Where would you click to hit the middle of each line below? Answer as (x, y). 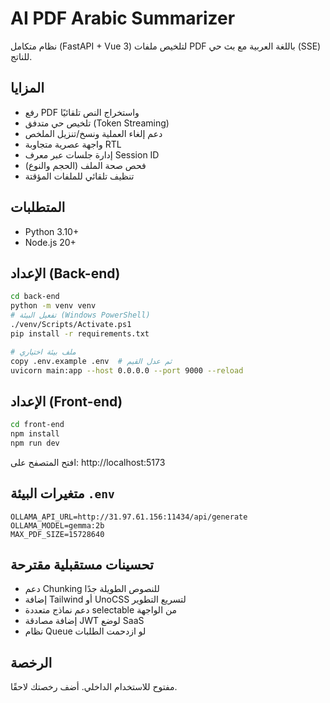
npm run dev (35, 443)
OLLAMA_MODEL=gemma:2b (57, 525)
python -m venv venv (53, 306)
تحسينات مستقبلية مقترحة (82, 565)
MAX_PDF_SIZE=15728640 (57, 534)
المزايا (27, 88)
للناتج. (21, 56)
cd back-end (35, 297)
